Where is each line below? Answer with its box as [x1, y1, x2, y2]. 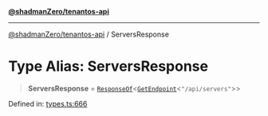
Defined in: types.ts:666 [8, 99, 88, 108]
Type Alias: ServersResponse [8, 57, 209, 75]
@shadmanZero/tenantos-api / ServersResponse [8, 29, 170, 39]
